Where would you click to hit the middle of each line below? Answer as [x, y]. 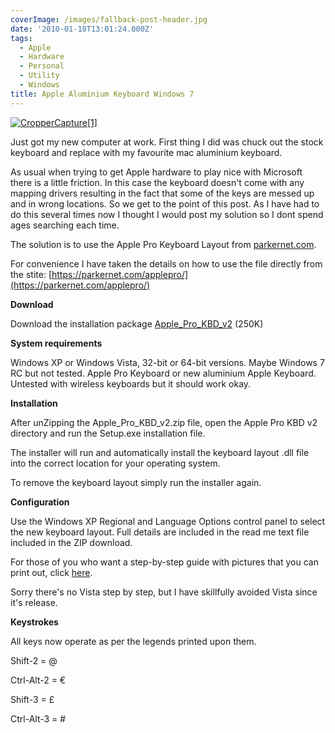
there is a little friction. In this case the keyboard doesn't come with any [157, 182]
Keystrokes [34, 622]
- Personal [42, 66]
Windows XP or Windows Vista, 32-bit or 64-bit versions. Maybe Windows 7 [167, 362]
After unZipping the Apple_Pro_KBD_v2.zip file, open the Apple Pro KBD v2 [164, 422]
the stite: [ [31, 274]
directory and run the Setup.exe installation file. [108, 433]
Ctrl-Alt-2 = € [38, 680]
